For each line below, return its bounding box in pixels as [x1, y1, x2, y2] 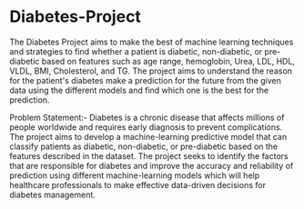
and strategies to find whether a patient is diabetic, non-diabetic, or [9, 45, 263, 56]
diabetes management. [9, 189, 96, 200]
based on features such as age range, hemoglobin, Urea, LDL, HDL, [41, 55, 296, 66]
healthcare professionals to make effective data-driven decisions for [9, 179, 267, 190]
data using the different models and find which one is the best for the [9, 85, 269, 95]
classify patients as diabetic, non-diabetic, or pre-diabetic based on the [9, 141, 279, 152]
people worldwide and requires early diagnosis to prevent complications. [9, 121, 283, 133]
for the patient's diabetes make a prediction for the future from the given [9, 75, 282, 85]
